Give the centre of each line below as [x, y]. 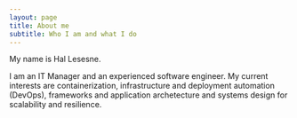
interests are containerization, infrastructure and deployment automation [142, 86]
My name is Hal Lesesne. [55, 59]
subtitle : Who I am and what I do [73, 34]
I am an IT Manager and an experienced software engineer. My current [139, 76]
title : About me [39, 26]
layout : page [33, 17]
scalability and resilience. [56, 105]
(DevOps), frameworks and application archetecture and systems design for [148, 95]
